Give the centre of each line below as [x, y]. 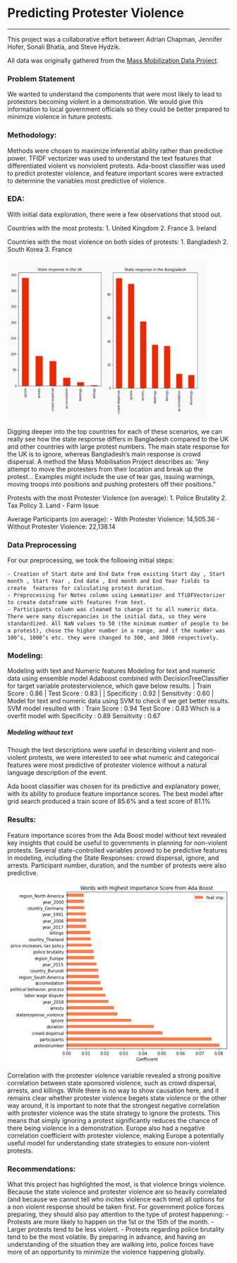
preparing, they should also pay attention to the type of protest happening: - [118, 1214]
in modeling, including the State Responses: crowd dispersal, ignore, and [113, 858]
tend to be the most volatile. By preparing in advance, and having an [107, 1237]
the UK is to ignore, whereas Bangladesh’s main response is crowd [104, 454]
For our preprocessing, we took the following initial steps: [91, 560]
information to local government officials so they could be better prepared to [119, 109]
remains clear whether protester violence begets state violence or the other [117, 1097]
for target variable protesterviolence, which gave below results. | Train [109, 686]
